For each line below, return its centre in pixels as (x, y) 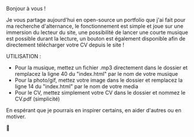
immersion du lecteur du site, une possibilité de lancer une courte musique (97, 32)
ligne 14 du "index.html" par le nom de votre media (77, 86)
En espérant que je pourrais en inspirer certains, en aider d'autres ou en (94, 110)
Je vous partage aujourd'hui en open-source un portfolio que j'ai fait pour (96, 20)
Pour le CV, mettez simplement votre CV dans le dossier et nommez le (100, 93)
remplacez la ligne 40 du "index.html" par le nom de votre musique (96, 74)
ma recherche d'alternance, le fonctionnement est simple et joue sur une (95, 26)
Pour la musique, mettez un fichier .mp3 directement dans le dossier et (101, 68)
